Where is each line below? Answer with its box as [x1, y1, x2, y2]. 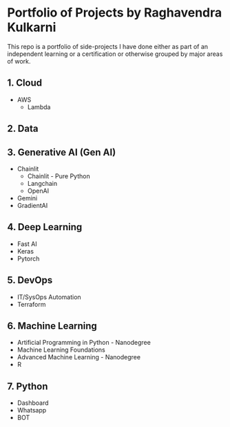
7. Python [7, 380, 48, 392]
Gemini [17, 193, 38, 202]
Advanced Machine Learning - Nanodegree [17, 353, 141, 361]
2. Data [7, 123, 39, 135]
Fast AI [17, 240, 37, 248]
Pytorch [17, 254, 40, 263]
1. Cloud [7, 77, 43, 89]
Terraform [17, 300, 46, 308]
